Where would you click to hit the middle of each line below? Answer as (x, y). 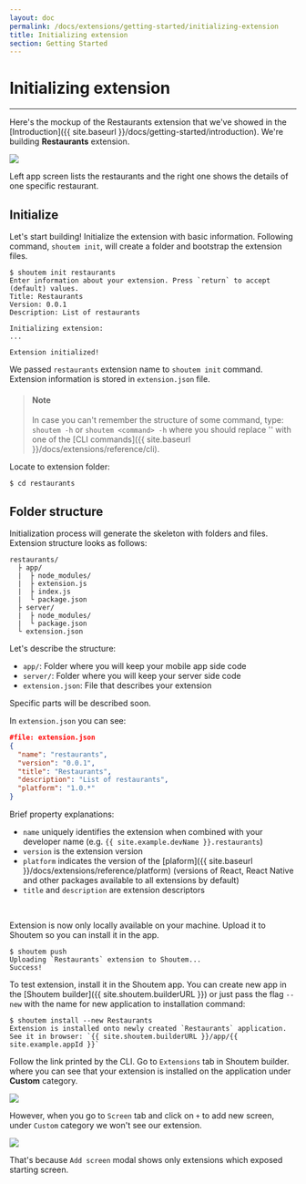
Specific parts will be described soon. (81, 704)
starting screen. (39, 1170)
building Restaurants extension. (70, 141)
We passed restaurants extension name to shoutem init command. (136, 369)
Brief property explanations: (62, 814)
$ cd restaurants (42, 484)
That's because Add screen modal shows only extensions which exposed (146, 1160)
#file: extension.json (52, 738)
